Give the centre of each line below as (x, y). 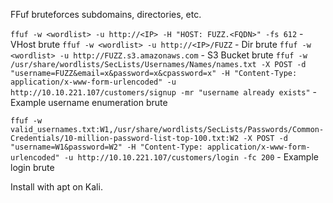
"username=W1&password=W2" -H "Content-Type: (106, 147)
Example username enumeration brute (89, 102)
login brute (32, 167)
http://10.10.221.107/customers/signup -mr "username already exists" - (164, 92)
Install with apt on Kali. (56, 187)
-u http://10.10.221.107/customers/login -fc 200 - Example (191, 157)
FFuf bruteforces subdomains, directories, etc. (106, 14)
